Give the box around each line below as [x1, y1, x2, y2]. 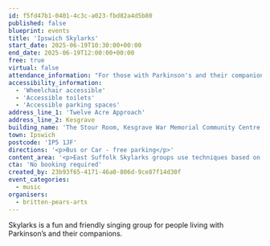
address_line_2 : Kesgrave [8, 116, 95, 124]
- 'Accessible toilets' [15, 94, 95, 102]
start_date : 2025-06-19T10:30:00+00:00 [8, 42, 142, 50]
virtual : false [8, 64, 59, 72]
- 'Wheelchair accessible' [15, 86, 106, 95]
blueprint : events [8, 26, 70, 34]
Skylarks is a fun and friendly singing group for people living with [8, 220, 224, 229]
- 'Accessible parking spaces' [15, 101, 121, 109]
